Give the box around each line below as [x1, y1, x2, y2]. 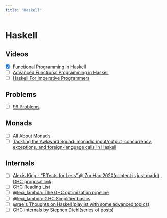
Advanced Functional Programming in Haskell [12, 69, 109, 75]
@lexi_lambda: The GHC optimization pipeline [12, 189, 109, 195]
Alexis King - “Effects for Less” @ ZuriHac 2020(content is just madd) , [12, 172, 162, 179]
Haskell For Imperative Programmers [12, 75, 90, 81]
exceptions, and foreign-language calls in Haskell [12, 144, 117, 150]
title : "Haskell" [5, 7, 42, 13]
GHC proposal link [12, 178, 52, 184]
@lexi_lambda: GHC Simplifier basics [12, 195, 91, 201]
